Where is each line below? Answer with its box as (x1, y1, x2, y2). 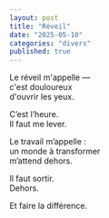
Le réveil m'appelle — (9, 72, 91, 83)
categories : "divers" (9, 38, 92, 48)
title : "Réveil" (9, 22, 71, 31)
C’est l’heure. (9, 109, 59, 120)
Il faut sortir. (9, 173, 54, 184)
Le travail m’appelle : (9, 136, 86, 147)
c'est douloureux (9, 82, 73, 93)
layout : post (9, 13, 59, 23)
